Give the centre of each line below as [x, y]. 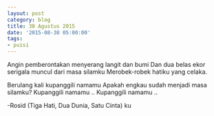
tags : [15, 39]
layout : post [26, 13]
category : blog [29, 20]
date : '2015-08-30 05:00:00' [49, 32]
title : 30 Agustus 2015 [41, 26]
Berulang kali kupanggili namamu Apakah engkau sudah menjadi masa [107, 85]
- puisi [18, 45]
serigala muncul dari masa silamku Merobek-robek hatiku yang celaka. [107, 72]
